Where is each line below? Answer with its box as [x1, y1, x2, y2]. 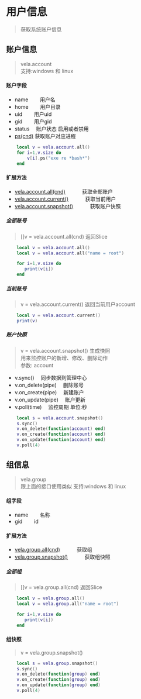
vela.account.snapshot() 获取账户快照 [14, 202, 121, 209]
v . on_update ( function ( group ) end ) [16, 682, 101, 688]
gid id [14, 518, 39, 525]
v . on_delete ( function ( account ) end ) [16, 426, 106, 432]
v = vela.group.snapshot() [20, 649, 83, 656]
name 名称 [14, 511, 51, 518]
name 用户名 [14, 96, 56, 103]
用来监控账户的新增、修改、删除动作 [20, 354, 108, 361]
